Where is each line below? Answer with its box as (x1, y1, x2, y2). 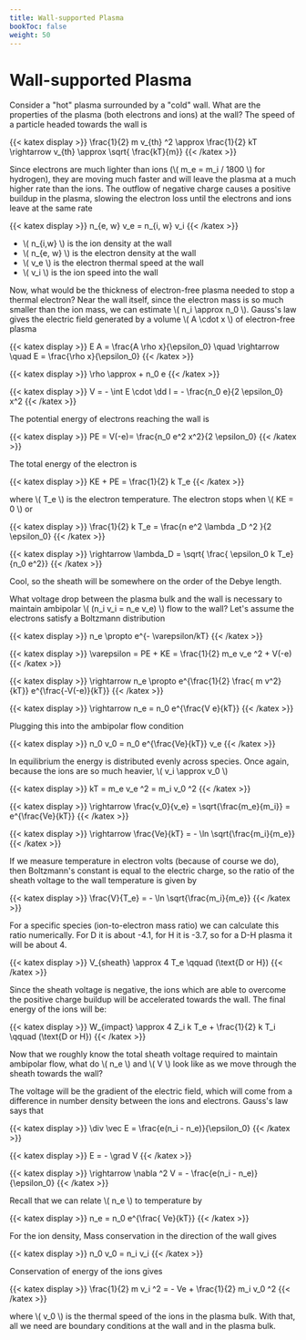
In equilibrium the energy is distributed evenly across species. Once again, (9, 756, 290, 767)
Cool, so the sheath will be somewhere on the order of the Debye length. (9, 576, 282, 587)
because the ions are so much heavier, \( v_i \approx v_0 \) (9, 766, 229, 777)
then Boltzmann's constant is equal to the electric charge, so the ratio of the (9, 865, 295, 876)
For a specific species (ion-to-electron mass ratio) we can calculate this (9, 920, 280, 931)
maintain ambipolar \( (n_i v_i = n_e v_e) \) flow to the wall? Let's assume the (9, 603, 294, 614)
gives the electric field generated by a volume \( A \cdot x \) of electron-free (9, 314, 296, 325)
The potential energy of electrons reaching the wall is (9, 414, 209, 425)
